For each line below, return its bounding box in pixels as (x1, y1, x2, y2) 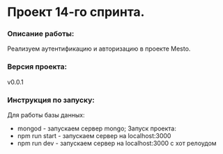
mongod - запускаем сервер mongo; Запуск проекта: (17, 124, 176, 132)
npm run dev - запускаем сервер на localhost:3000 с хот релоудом (17, 139, 217, 148)
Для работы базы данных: (7, 111, 85, 119)
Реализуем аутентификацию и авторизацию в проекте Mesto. (7, 44, 191, 53)
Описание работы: (7, 29, 75, 39)
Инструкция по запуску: (7, 95, 95, 105)
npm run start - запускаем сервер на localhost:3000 (17, 132, 171, 140)
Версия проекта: (7, 62, 68, 71)
